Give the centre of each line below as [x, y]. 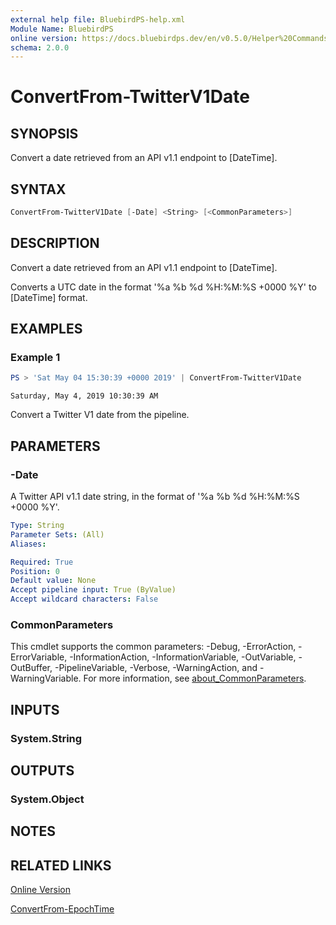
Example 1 [35, 358]
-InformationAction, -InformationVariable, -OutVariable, [183, 657]
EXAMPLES [46, 329]
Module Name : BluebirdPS [62, 29]
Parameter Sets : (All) [57, 534]
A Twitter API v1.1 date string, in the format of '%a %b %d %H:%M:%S [155, 496]
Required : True [42, 562]
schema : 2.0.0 [40, 47]
